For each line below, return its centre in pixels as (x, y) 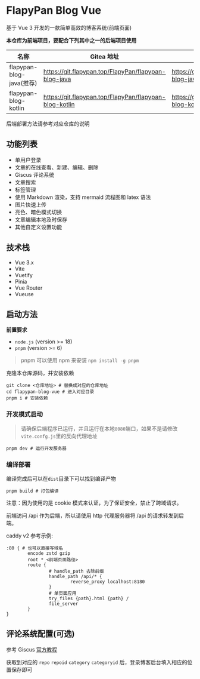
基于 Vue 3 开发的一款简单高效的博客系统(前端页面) (69, 27)
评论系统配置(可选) (40, 634)
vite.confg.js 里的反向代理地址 (59, 436)
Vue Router (29, 288)
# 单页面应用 (62, 593)
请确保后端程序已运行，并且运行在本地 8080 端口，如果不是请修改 (99, 428)
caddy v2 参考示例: (30, 536)
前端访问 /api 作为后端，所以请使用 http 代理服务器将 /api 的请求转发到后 (95, 515)
